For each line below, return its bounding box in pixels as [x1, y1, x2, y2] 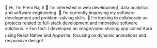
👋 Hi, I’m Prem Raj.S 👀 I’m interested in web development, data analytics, [5, 5, 150, 10]
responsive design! [5, 38, 43, 43]
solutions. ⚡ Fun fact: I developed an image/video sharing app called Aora [5, 26, 153, 31]
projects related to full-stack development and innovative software [5, 20, 138, 26]
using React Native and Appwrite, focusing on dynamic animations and [5, 32, 146, 38]
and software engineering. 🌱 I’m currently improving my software [5, 10, 135, 16]
